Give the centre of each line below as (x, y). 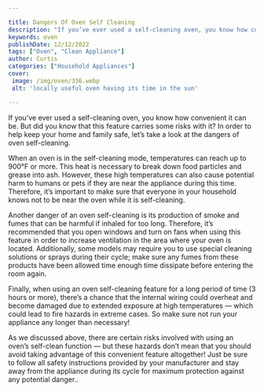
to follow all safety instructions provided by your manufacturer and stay (124, 362)
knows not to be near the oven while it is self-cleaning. (97, 200)
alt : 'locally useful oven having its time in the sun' (105, 88)
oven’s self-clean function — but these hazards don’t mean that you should (130, 346)
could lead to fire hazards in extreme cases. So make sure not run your (123, 314)
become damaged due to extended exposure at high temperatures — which (131, 305)
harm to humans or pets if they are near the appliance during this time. (123, 183)
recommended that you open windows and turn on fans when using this (125, 231)
